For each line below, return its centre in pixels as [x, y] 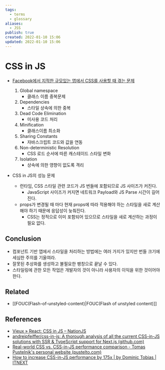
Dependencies [34, 102]
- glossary [21, 19]
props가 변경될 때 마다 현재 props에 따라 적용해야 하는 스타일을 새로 [85, 204]
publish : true [20, 33]
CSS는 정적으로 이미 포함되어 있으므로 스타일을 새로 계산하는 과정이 [92, 217]
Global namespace [39, 90]
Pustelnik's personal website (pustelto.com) [57, 352]
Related [17, 292]
